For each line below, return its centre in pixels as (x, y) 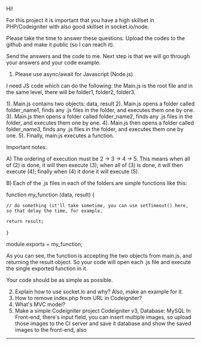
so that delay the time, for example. (54, 211)
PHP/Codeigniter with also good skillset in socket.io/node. (78, 27)
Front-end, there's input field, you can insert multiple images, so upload (103, 317)
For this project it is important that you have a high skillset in (80, 20)
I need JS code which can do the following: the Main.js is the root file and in (100, 86)
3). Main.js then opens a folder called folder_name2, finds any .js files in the (100, 116)
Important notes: (27, 147)
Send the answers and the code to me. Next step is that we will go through (98, 56)
